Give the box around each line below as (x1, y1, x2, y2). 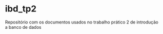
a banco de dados (5, 24, 41, 30)
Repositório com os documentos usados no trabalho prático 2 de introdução (5, 19, 159, 25)
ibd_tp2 (5, 3, 37, 14)
